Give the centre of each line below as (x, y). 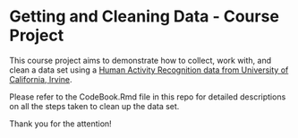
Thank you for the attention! (60, 124)
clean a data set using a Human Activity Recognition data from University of (149, 70)
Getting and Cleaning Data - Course (145, 17)
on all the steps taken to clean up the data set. (94, 106)
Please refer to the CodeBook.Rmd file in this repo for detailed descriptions (148, 97)
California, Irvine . (41, 79)
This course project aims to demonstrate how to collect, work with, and (140, 60)
